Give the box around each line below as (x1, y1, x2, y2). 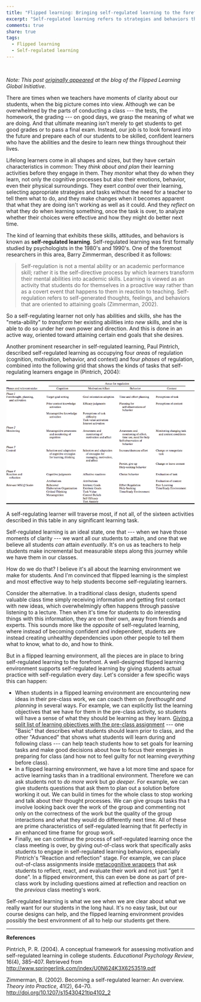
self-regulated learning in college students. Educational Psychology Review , (6, 952, 194, 959)
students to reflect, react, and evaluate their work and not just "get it (14, 867, 184, 874)
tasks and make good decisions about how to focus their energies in (14, 747, 184, 753)
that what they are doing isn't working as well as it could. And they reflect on (6, 201, 195, 208)
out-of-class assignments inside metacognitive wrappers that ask (14, 861, 177, 867)
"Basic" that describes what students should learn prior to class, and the (14, 727, 194, 734)
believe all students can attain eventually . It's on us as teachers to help (6, 541, 181, 548)
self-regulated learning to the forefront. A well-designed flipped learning (6, 659, 185, 665)
